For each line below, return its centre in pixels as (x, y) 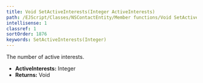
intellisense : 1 (27, 23)
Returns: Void (32, 75)
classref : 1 (21, 29)
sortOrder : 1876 (27, 34)
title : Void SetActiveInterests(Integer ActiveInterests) (81, 12)
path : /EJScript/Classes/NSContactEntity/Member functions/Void (89, 17)
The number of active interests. (45, 57)
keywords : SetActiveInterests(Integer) (56, 40)
